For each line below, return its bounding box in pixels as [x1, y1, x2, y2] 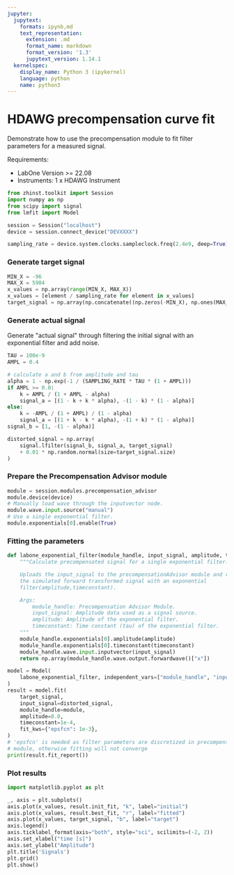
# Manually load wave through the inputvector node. [7, 500, 164, 507]
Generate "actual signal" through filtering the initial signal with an [7, 332, 194, 340]
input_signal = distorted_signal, [19, 699, 114, 707]
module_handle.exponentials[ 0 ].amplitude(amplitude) [19, 635, 176, 642]
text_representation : [19, 29, 82, 37]
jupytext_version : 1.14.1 [25, 56, 101, 63]
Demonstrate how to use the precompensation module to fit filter [7, 134, 194, 143]
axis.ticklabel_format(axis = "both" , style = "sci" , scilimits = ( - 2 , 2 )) [7, 829, 214, 836]
